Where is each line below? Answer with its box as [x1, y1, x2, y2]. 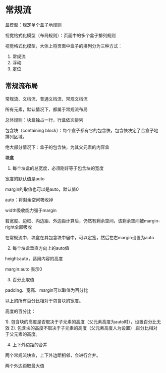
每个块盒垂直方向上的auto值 [12, 245, 69, 251]
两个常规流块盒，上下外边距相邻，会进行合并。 [5, 352, 101, 358]
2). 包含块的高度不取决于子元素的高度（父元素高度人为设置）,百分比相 [10, 325, 154, 331]
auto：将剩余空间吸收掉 [5, 197, 54, 203]
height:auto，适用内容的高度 [5, 256, 63, 262]
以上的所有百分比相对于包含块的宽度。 [5, 298, 83, 304]
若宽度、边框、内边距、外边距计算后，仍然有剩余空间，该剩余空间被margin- [5, 217, 160, 223]
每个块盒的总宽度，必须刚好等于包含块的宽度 [12, 165, 104, 171]
